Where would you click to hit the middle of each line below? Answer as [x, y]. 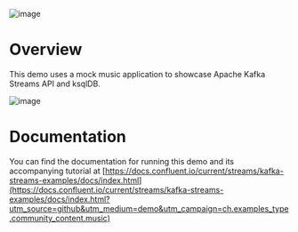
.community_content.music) [60, 218]
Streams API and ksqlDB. [55, 84]
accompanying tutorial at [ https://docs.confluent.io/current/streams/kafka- [147, 171]
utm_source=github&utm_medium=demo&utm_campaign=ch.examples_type [149, 208]
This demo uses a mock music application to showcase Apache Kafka [137, 74]
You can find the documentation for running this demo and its [122, 161]
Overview [46, 50]
